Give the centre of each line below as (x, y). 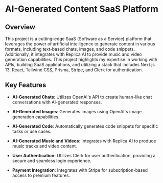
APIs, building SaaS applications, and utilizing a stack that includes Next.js (80, 65)
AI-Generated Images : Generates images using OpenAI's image (77, 111)
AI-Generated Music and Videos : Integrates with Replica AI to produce (84, 141)
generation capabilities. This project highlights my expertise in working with (81, 59)
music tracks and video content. (45, 146)
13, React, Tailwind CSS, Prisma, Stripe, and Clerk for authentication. (74, 70)
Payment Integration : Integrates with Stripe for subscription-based (80, 170)
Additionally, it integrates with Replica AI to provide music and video (73, 54)
